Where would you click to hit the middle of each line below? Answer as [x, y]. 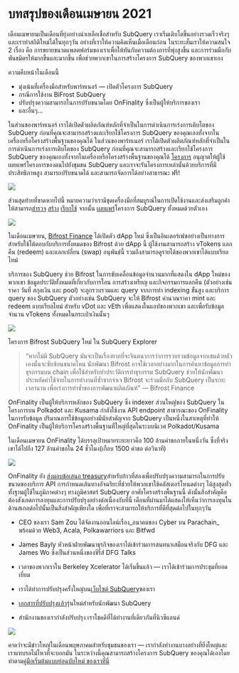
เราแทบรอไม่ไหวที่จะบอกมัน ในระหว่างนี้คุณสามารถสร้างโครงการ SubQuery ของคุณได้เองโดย [119, 652]
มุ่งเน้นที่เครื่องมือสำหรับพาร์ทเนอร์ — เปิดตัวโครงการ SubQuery [95, 86]
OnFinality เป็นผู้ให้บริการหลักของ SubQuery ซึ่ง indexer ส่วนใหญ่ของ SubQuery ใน [116, 402]
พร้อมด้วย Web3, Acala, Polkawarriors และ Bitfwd [87, 530]
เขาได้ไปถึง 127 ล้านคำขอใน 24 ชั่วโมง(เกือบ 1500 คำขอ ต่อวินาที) [87, 448]
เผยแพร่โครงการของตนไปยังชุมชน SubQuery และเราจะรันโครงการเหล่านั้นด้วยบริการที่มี [112, 164]
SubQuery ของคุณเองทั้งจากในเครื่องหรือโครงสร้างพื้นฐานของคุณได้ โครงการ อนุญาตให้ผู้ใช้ [117, 157]
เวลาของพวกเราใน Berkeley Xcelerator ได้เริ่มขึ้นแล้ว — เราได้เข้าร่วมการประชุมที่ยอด [123, 566]
